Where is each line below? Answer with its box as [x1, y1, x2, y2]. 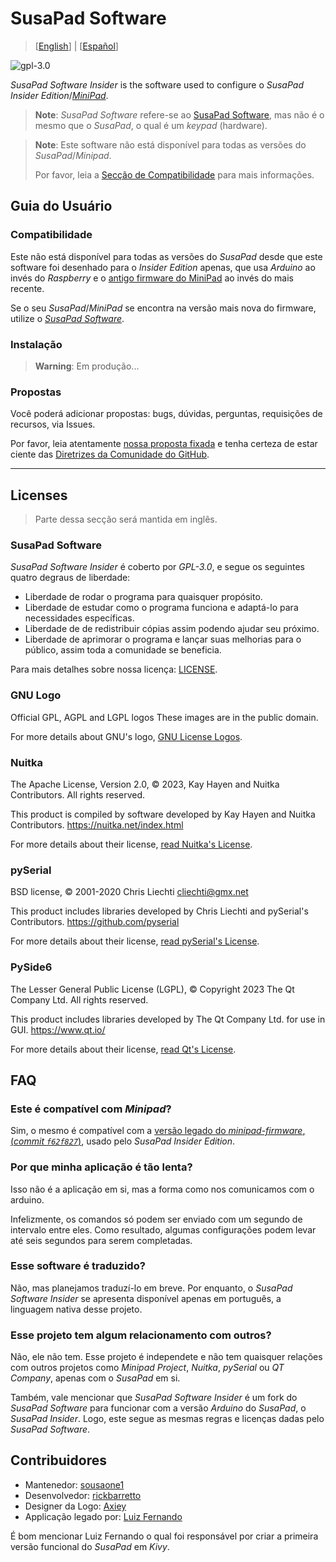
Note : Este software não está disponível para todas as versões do [34, 138, 307, 151]
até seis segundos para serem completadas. [10, 1234, 193, 1246]
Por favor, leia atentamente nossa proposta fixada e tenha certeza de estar [10, 438, 318, 450]
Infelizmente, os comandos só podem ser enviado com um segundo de [10, 1213, 303, 1225]
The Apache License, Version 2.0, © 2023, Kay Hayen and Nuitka [10, 778, 280, 790]
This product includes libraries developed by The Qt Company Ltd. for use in [10, 1013, 326, 1025]
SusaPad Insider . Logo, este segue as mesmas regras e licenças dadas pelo [10, 1413, 325, 1425]
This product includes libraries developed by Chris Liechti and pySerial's [10, 905, 309, 917]
